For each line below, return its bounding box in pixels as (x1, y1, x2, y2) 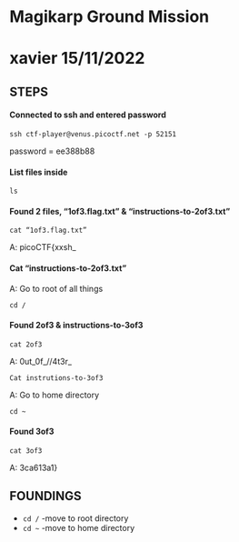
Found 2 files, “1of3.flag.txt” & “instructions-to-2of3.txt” (9, 206, 231, 216)
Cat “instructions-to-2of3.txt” (9, 262, 127, 274)
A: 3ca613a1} (9, 462, 58, 473)
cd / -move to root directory (22, 512, 129, 524)
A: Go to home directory (9, 389, 100, 400)
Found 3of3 (9, 426, 55, 437)
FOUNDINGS (9, 488, 82, 504)
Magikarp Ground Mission (9, 6, 210, 27)
